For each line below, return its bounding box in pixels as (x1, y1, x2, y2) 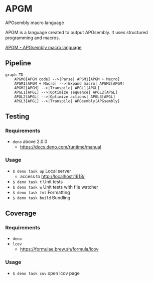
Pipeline (5, 59, 32, 68)
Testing (5, 112, 30, 121)
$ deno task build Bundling (12, 194, 71, 201)
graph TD (5, 72, 24, 77)
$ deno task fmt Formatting (12, 189, 70, 195)
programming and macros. (5, 35, 60, 41)
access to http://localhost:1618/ (20, 173, 85, 179)
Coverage (5, 209, 37, 218)
